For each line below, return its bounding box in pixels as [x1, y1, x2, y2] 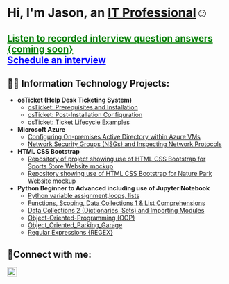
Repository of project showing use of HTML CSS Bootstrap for [27, 154, 206, 163]
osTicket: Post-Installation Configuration [27, 111, 143, 119]
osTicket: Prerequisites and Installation [27, 103, 139, 112]
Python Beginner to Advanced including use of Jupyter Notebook [17, 184, 210, 193]
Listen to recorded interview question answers [7, 33, 213, 44]
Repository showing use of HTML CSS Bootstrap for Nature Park [27, 170, 213, 178]
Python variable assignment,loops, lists [27, 192, 140, 200]
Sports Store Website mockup [27, 162, 114, 170]
